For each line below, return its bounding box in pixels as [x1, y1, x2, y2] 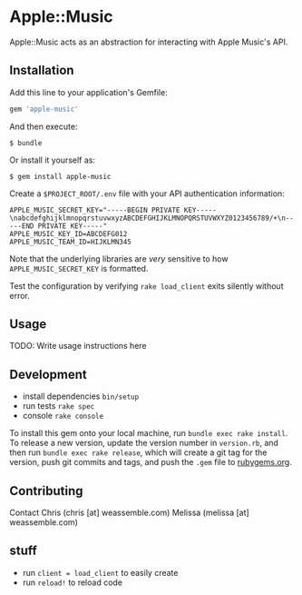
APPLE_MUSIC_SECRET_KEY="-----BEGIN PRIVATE [9, 205, 180, 214]
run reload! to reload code [22, 577, 123, 588]
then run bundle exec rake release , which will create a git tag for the [9, 447, 268, 458]
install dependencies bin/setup [22, 391, 140, 402]
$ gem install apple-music [9, 172, 112, 181]
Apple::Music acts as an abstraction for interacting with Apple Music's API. [9, 36, 288, 47]
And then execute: [9, 121, 78, 132]
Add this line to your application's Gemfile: [9, 86, 168, 97]
